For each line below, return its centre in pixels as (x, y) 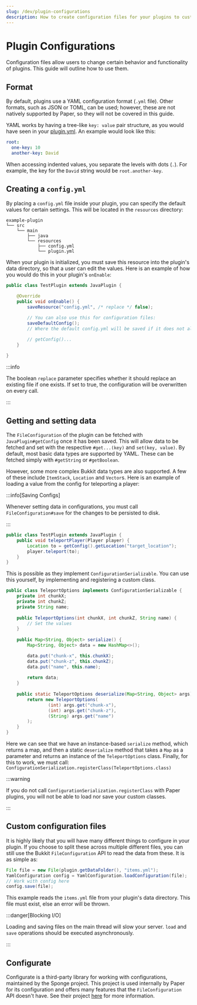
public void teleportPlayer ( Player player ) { (73, 540)
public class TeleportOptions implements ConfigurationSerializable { (94, 591)
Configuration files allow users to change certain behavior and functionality (97, 62)
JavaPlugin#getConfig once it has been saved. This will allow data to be (92, 441)
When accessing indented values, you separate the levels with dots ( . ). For (97, 164)
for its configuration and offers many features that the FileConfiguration (94, 990)
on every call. (23, 391)
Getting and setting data (51, 421)
